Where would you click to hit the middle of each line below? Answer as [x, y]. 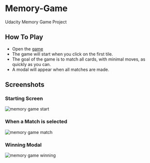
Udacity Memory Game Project [36, 22]
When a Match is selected [36, 122]
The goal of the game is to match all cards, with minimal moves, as [79, 59]
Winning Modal [24, 145]
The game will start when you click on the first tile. [62, 54]
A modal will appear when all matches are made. [60, 69]
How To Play [24, 37]
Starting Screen [24, 98]
